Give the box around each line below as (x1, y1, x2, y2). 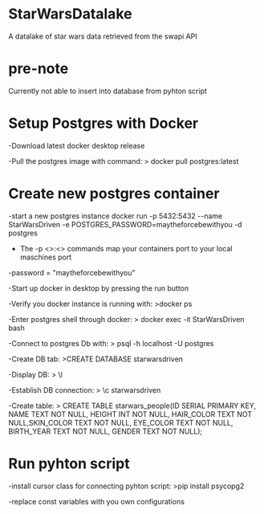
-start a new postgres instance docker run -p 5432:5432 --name (8, 210, 223, 221)
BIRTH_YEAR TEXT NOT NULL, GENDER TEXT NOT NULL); (8, 426, 203, 436)
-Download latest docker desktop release (8, 141, 145, 150)
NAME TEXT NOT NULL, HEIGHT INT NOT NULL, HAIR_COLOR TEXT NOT (8, 409, 253, 418)
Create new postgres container (8, 185, 220, 202)
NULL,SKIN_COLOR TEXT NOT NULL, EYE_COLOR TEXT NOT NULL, (8, 418, 234, 427)
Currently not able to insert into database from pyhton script (8, 86, 207, 96)
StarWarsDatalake (8, 5, 132, 23)
